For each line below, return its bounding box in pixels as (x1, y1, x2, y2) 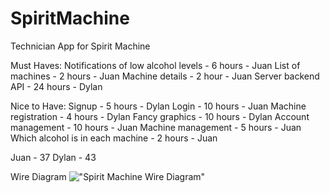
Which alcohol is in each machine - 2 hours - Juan (10, 132, 218, 144)
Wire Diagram (10, 170, 67, 182)
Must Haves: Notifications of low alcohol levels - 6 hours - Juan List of (10, 59, 301, 71)
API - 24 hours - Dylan (10, 80, 103, 92)
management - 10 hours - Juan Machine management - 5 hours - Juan (10, 121, 302, 133)
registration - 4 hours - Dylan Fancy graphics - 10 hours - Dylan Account (10, 110, 310, 122)
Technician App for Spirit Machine (10, 40, 151, 52)
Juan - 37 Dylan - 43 (10, 151, 97, 163)
